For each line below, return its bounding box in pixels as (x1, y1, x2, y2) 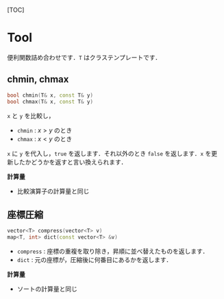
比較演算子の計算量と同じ (16, 187, 90, 195)
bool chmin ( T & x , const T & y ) (7, 92, 94, 99)
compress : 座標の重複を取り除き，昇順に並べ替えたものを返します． (16, 247, 209, 256)
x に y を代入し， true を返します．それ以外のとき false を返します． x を (7, 149, 212, 157)
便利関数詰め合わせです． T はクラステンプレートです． (7, 53, 162, 61)
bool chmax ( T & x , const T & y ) (7, 98, 94, 105)
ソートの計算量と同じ (16, 285, 77, 294)
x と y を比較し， (7, 111, 55, 119)
